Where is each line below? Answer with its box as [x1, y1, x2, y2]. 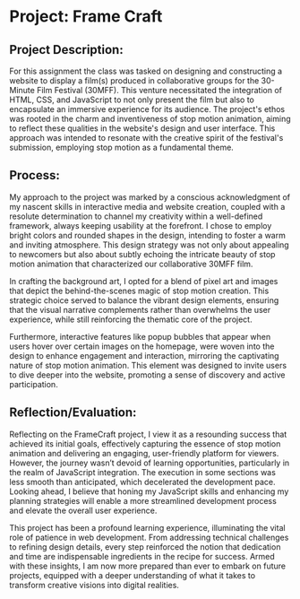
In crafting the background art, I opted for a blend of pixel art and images [9, 275, 279, 286]
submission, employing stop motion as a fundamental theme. [9, 142, 235, 152]
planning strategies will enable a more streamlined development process [9, 495, 278, 506]
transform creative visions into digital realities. [9, 579, 179, 590]
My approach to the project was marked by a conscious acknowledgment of [9, 191, 291, 203]
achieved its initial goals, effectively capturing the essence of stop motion [9, 438, 281, 449]
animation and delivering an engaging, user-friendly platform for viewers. [9, 447, 279, 458]
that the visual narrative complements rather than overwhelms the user [9, 304, 271, 315]
